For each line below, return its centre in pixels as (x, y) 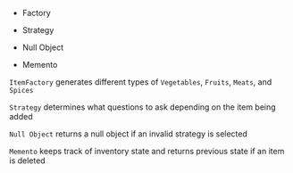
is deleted (28, 161)
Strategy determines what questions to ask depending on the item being (142, 107)
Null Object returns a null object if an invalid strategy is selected (129, 134)
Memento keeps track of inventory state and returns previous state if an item (147, 151)
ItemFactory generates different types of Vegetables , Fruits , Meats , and (141, 82)
